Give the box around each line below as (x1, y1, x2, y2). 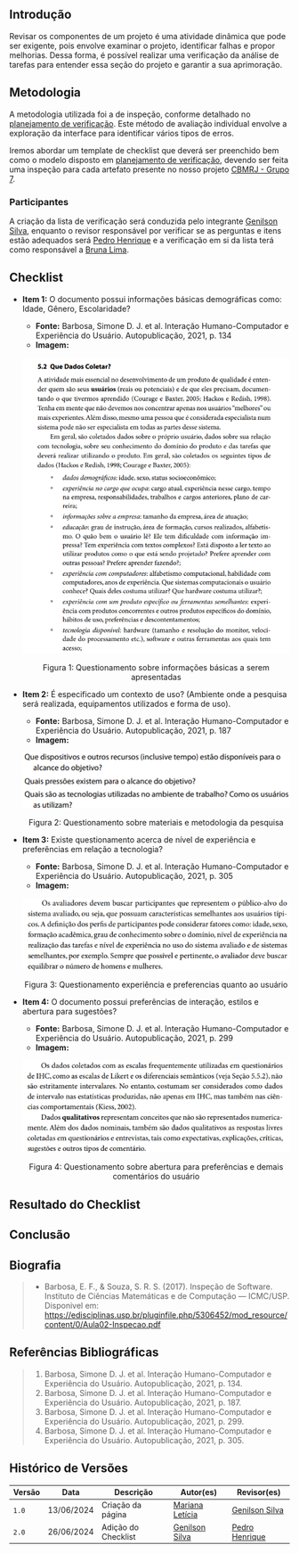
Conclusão (9, 1228, 71, 1243)
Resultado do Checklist (9, 1196, 141, 1212)
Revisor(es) (237, 1487, 281, 1498)
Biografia (9, 1257, 61, 1273)
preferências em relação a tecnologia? (21, 843, 163, 854)
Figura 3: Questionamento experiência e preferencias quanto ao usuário (24, 980, 288, 990)
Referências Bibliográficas (9, 1345, 159, 1360)
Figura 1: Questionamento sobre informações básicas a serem (43, 662, 270, 673)
